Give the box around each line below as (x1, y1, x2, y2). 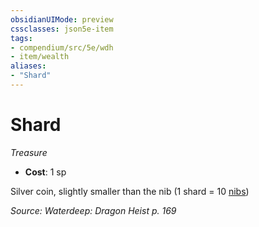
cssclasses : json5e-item (10, 24, 114, 34)
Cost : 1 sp (24, 166, 67, 178)
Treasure (10, 146, 48, 158)
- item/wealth (10, 52, 70, 62)
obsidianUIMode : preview (10, 14, 114, 25)
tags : (10, 33, 33, 43)
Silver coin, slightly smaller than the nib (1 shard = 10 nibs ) (10, 185, 250, 197)
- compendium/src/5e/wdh (10, 42, 114, 53)
